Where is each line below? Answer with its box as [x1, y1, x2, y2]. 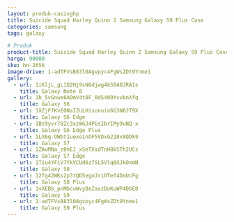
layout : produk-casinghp [7, 10, 79, 17]
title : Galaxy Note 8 [19, 88, 82, 95]
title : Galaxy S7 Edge [19, 153, 86, 160]
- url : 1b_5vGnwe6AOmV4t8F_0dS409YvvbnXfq [13, 94, 139, 101]
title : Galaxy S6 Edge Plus [19, 126, 101, 133]
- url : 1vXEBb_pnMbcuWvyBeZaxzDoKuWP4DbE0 [13, 185, 139, 192]
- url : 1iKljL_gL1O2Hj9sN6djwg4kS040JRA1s [13, 81, 139, 88]
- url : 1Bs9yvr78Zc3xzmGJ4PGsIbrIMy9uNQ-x [13, 120, 139, 127]
